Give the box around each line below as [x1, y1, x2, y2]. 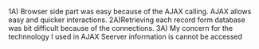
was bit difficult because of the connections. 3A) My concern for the [8, 24, 233, 32]
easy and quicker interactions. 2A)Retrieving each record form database [8, 15, 245, 24]
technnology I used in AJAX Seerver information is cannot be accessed [8, 32, 243, 41]
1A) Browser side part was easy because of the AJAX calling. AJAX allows [8, 7, 252, 16]
